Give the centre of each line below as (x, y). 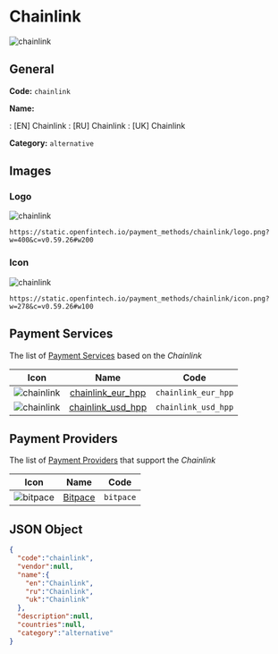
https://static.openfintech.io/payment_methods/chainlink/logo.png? (139, 233)
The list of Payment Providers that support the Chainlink (113, 460)
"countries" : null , (52, 625)
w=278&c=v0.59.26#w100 (51, 306)
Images (30, 171)
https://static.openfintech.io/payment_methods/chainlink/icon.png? (139, 298)
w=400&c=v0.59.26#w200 (51, 240)
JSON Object (46, 529)
